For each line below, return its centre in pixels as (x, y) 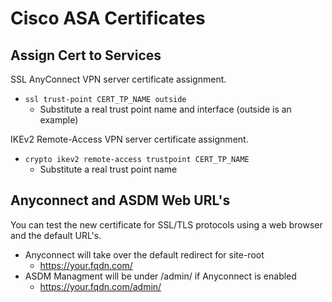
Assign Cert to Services (86, 55)
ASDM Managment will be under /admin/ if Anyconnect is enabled (160, 276)
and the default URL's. (56, 235)
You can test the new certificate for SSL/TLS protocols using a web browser (166, 224)
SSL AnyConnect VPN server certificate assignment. (118, 79)
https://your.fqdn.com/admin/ (100, 286)
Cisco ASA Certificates (108, 18)
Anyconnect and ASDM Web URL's (120, 200)
